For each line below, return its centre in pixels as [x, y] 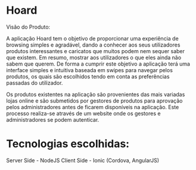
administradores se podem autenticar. [53, 119]
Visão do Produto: [28, 27]
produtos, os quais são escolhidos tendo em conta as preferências [88, 76]
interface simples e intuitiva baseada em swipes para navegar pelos [89, 70]
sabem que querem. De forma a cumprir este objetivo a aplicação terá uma [98, 64]
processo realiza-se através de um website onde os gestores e [83, 113]
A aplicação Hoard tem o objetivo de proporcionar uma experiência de [92, 38]
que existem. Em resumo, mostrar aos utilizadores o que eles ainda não [94, 57]
